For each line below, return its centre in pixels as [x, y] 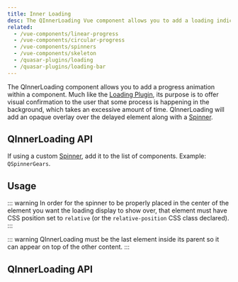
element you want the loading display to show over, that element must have [118, 210]
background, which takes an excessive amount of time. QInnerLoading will [116, 109]
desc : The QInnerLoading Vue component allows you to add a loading [110, 21]
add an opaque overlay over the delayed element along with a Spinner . [110, 117]
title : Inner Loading [39, 14]
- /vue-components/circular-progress [69, 40]
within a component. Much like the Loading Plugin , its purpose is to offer [113, 94]
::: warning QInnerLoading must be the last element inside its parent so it [113, 239]
